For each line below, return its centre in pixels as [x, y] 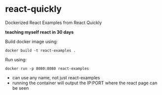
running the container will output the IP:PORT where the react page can [85, 83]
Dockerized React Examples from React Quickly [53, 23]
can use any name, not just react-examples [56, 77]
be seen [20, 88]
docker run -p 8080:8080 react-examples [47, 69]
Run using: [16, 59]
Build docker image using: [32, 41]
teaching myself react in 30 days [39, 32]
